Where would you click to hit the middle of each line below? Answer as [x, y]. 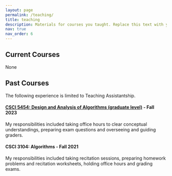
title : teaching [23, 19]
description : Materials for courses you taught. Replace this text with [84, 24]
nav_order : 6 [19, 34]
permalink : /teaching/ [29, 15]
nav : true [16, 29]
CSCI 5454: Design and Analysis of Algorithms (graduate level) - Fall [80, 107]
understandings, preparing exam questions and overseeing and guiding [81, 129]
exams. [13, 169]
